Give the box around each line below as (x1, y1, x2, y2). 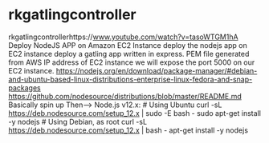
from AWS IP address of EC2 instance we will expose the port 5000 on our (8, 58, 255, 67)
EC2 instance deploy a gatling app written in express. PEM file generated (8, 49, 250, 58)
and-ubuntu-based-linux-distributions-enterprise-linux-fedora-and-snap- (8, 74, 253, 84)
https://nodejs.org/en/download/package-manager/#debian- (55, 66, 258, 75)
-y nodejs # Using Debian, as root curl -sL (8, 117, 147, 126)
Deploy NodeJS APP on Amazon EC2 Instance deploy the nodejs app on (8, 40, 247, 50)
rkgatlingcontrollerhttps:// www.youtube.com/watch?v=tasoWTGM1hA (8, 32, 238, 42)
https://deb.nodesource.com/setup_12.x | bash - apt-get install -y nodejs (8, 125, 249, 135)
